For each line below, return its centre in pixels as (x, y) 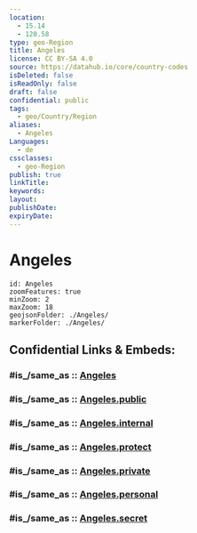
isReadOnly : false (43, 84)
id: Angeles (31, 284)
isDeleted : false (41, 76)
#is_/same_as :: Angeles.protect (80, 447)
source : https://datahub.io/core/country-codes (99, 68)
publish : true (35, 174)
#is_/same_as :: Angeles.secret (79, 519)
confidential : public (49, 100)
